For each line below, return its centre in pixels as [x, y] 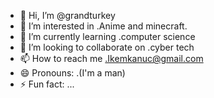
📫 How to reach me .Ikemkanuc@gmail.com [111, 58]
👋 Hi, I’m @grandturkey [67, 15]
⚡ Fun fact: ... [47, 84]
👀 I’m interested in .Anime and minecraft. [103, 26]
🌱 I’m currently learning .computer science [107, 36]
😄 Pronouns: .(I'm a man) [72, 73]
